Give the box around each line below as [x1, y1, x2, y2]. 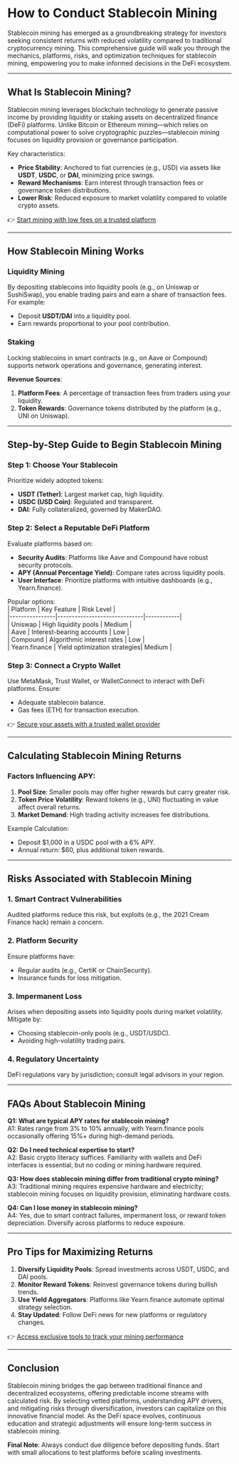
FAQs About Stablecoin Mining [7, 1097, 146, 1110]
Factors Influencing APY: [7, 772, 96, 782]
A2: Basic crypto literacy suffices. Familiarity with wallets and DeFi [7, 1153, 202, 1162]
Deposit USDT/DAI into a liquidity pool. [17, 312, 132, 320]
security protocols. [17, 560, 73, 569]
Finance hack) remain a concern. [7, 918, 105, 926]
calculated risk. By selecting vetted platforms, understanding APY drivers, [7, 1396, 224, 1405]
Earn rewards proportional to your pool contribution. [17, 319, 171, 328]
